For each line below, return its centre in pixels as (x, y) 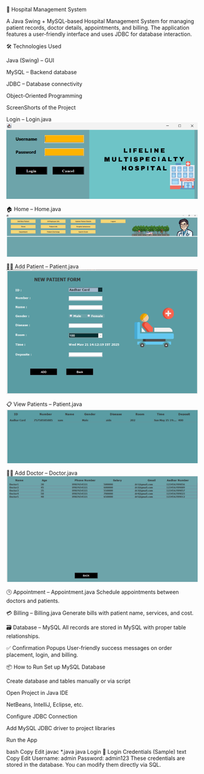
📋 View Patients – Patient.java (44, 404)
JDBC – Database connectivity (44, 84)
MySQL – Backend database (42, 72)
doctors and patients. (33, 601)
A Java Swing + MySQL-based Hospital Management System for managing (100, 21)
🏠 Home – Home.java (34, 209)
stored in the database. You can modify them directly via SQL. (84, 765)
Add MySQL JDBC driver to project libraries (61, 728)
